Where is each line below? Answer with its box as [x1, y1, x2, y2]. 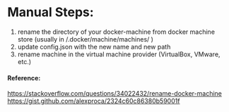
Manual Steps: [7, 4, 94, 20]
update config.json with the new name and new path [17, 42, 171, 51]
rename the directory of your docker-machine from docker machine [17, 27, 216, 36]
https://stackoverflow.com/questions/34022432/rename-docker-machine [7, 89, 223, 98]
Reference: [7, 73, 41, 82]
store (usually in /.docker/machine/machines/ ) [17, 35, 154, 43]
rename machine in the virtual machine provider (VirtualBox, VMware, [17, 50, 221, 58]
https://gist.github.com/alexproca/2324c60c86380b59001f [7, 97, 180, 106]
